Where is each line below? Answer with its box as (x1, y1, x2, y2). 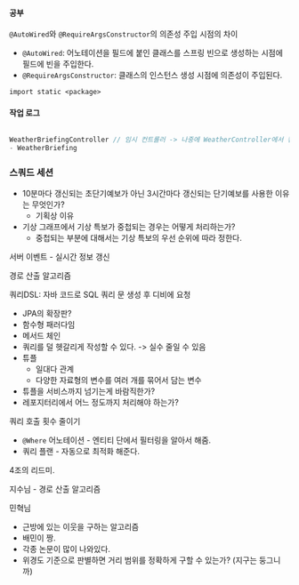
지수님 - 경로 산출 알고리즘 (9, 484, 101, 494)
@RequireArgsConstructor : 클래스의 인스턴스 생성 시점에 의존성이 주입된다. (21, 70, 283, 81)
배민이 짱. (21, 533, 56, 543)
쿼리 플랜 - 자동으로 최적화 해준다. (21, 446, 141, 457)
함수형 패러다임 (21, 319, 76, 330)
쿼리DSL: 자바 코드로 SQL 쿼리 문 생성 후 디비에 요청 (9, 289, 191, 301)
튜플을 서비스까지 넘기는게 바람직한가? (21, 386, 156, 397)
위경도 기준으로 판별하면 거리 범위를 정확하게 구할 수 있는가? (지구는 (21, 555, 258, 565)
